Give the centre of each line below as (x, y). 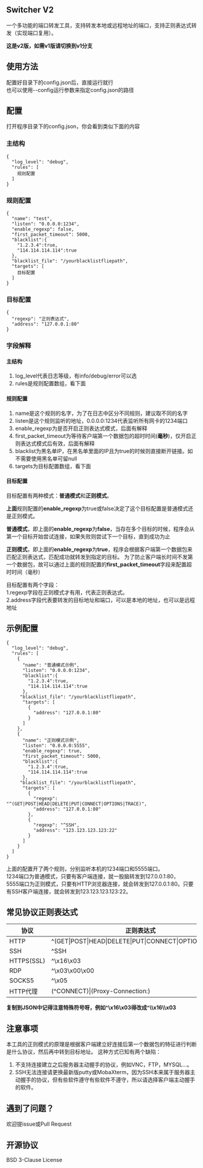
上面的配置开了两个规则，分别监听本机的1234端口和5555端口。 (85, 869)
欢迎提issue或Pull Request (39, 1124)
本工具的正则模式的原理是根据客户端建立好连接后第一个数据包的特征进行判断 (101, 1044)
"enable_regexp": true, (52, 751)
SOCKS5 (22, 980)
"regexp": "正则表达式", (40, 319)
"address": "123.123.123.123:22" (75, 830)
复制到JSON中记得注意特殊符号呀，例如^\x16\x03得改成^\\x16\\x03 (91, 1008)
